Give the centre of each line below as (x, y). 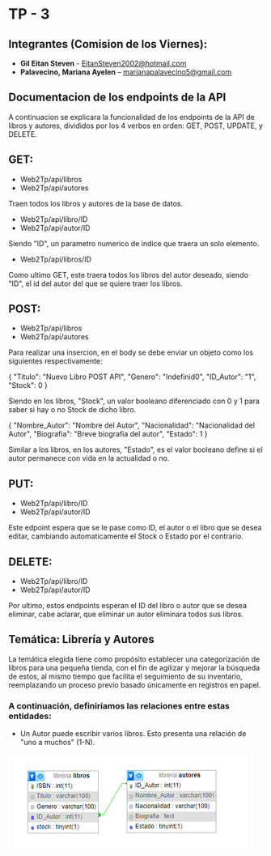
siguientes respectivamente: (55, 361)
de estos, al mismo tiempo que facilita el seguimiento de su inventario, (125, 676)
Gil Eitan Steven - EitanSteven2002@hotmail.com (103, 63)
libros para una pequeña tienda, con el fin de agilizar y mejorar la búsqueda (134, 667)
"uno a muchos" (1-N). (57, 743)
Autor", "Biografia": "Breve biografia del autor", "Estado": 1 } (108, 434)
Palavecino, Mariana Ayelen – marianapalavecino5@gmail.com (126, 72)
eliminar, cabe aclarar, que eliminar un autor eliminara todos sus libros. (126, 614)
